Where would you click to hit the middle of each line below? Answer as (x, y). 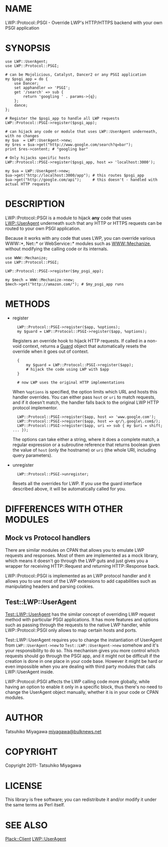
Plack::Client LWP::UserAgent (36, 839)
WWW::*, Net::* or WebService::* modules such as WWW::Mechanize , (78, 243)
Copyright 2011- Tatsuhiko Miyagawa (43, 765)
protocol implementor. (35, 407)
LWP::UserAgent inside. (29, 672)
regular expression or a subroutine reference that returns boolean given (86, 445)
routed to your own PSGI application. (43, 228)
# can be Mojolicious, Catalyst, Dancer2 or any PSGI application (76, 75)
